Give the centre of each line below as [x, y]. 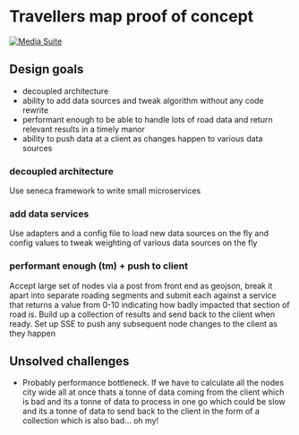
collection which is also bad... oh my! [90, 421]
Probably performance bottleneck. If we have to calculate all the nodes [153, 383]
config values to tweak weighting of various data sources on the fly [133, 243]
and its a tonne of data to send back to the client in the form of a [141, 411]
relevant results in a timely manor [84, 129]
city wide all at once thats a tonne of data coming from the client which [153, 392]
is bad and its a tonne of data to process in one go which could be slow [154, 402]
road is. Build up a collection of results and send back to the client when [142, 314]
